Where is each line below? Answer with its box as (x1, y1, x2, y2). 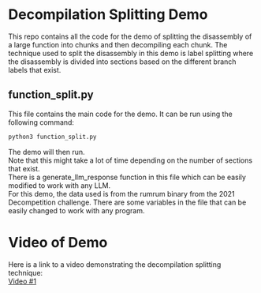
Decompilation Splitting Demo (8, 6, 208, 24)
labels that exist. (8, 65, 62, 74)
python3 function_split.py (8, 133, 97, 141)
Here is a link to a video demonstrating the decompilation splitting (8, 259, 222, 269)
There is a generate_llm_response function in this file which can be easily (8, 172, 247, 182)
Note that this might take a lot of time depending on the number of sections (8, 156, 253, 165)
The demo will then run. (8, 147, 85, 156)
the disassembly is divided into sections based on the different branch (8, 57, 237, 66)
